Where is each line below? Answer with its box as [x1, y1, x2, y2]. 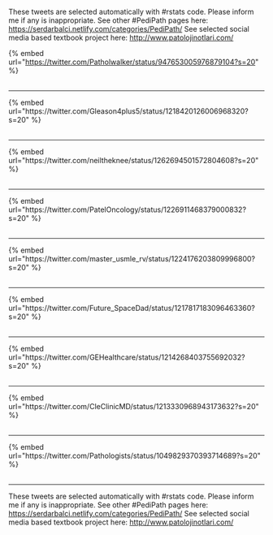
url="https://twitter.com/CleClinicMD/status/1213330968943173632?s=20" [8, 402, 259, 411]
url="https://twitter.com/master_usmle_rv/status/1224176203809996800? [8, 254, 256, 263]
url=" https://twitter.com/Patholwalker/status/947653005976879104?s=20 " [8, 57, 259, 67]
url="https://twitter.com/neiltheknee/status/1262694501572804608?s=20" [8, 156, 259, 165]
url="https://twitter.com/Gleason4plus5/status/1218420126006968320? [8, 106, 249, 116]
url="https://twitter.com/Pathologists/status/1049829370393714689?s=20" [8, 451, 262, 460]
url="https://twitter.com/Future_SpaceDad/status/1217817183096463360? [8, 304, 256, 313]
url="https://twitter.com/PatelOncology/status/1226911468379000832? [8, 205, 246, 214]
